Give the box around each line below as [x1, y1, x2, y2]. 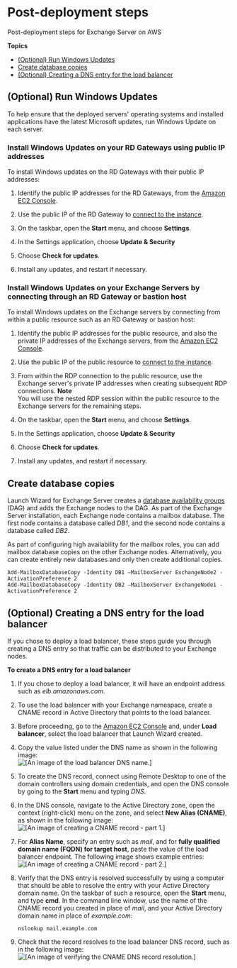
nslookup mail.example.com [17, 925, 98, 932]
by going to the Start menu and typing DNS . [17, 787, 146, 796]
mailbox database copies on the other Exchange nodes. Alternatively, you [7, 548, 221, 556]
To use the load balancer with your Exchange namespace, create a [17, 700, 212, 709]
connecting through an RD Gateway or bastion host [7, 292, 187, 302]
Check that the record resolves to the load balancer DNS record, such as [17, 937, 230, 946]
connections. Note [17, 387, 72, 395]
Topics [7, 41, 28, 50]
